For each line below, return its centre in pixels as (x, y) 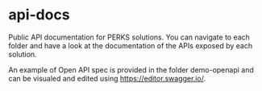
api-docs (39, 15)
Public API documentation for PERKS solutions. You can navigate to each (129, 37)
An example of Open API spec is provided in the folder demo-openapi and (131, 69)
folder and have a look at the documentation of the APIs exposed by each (130, 45)
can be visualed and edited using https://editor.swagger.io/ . (107, 78)
